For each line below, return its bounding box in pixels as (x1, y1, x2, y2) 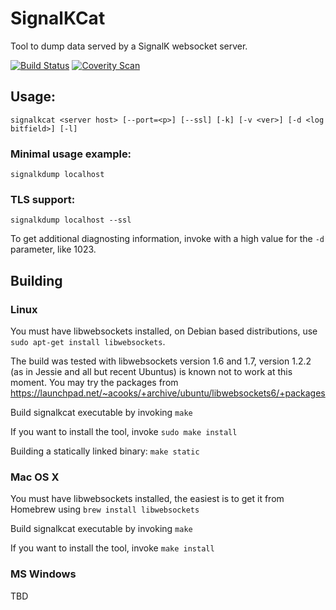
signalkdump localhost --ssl (10, 215, 132, 226)
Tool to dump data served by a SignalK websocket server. (10, 40, 248, 52)
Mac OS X (10, 470, 60, 484)
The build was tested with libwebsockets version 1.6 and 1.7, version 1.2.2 (10, 355, 312, 367)
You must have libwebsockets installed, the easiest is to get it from (10, 493, 285, 505)
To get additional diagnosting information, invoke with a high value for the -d (10, 233, 325, 245)
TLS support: (10, 192, 76, 206)
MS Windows (10, 567, 77, 581)
